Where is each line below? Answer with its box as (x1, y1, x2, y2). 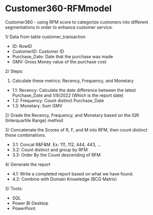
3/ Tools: (5, 185, 23, 191)
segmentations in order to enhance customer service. (5, 24, 113, 30)
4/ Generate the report (5, 161, 50, 167)
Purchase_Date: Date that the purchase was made (12, 53, 113, 59)
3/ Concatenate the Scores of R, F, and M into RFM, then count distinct (5, 127, 148, 132)
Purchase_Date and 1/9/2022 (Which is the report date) (12, 92, 124, 98)
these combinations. (5, 132, 46, 138)
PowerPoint (12, 205, 36, 211)
